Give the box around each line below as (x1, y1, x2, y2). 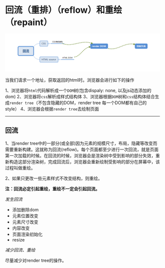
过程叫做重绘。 (5, 165, 35, 171)
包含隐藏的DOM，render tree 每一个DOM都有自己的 (42, 99, 147, 106)
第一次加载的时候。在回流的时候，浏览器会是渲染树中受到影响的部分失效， (5, 152, 156, 158)
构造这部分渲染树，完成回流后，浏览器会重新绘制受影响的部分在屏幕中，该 (9, 158, 160, 165)
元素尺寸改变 (12, 219, 38, 225)
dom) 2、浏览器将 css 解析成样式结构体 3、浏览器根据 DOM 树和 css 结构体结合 (5, 93, 155, 99)
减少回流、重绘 (5, 247, 35, 253)
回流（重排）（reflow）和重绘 (5, 4, 122, 16)
